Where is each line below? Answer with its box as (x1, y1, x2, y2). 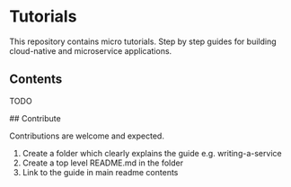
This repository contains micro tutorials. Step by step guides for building (9, 36, 277, 47)
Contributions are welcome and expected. (9, 130, 164, 141)
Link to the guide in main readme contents (22, 166, 179, 177)
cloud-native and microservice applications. (9, 45, 172, 56)
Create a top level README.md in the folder (22, 157, 184, 168)
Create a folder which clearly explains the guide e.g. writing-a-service (22, 147, 282, 158)
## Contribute (9, 112, 61, 123)
